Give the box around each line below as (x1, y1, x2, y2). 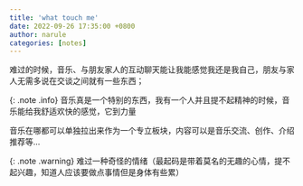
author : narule (9, 30, 67, 39)
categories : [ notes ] (9, 38, 88, 48)
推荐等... (9, 136, 41, 147)
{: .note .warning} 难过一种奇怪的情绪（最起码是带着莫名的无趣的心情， (9, 155, 275, 167)
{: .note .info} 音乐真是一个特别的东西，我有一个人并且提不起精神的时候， (9, 95, 282, 106)
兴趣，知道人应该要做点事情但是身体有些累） (16, 167, 184, 178)
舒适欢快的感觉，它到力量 (40, 106, 137, 117)
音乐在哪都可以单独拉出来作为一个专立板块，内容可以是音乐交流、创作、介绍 (9, 126, 295, 136)
